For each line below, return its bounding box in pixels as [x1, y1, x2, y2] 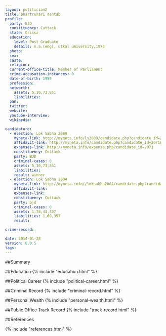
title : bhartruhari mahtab [5, 12, 61, 17]
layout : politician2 [5, 7, 48, 12]
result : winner [14, 172, 45, 177]
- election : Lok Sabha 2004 [9, 177, 68, 182]
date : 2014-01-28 [5, 236, 41, 241]
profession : [9, 81, 35, 85]
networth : [9, 85, 30, 90]
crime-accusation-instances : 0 [9, 72, 74, 77]
